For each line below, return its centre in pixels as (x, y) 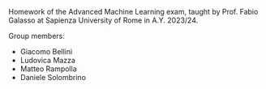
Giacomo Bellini (46, 51)
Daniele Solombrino (53, 77)
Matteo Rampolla (48, 69)
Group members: (36, 36)
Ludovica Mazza (47, 60)
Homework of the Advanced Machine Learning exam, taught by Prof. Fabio (133, 12)
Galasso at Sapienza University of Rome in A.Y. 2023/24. (103, 20)
